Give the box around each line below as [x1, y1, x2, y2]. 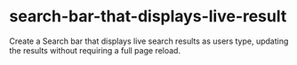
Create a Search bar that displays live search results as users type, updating [9, 36, 289, 46]
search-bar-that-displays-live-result [9, 6, 287, 27]
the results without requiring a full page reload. [9, 45, 181, 55]
